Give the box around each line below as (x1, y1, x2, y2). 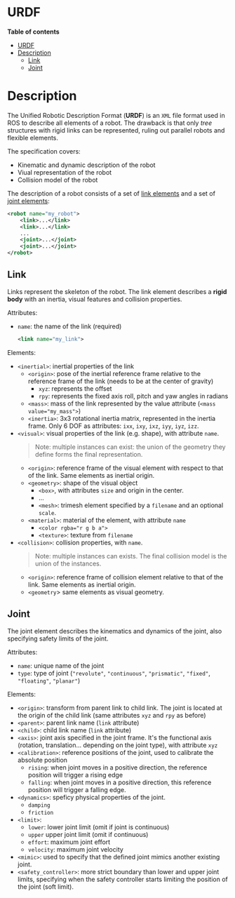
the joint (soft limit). (17, 882, 74, 891)
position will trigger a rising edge (27, 770, 123, 779)
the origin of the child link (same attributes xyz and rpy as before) (17, 711, 206, 719)
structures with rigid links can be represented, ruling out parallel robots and (7, 126, 225, 134)
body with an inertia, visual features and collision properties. (7, 295, 182, 303)
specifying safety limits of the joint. (7, 634, 109, 643)
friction (27, 809, 54, 816)
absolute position (17, 756, 68, 764)
